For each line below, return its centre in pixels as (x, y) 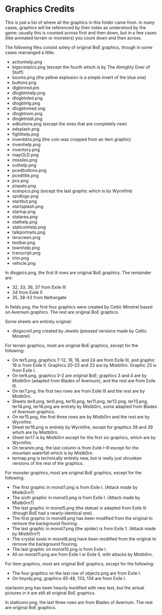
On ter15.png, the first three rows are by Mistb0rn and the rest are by (81, 417)
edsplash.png (26, 129)
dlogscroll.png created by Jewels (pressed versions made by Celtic (79, 331)
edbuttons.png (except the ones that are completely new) (69, 124)
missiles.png (25, 160)
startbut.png (24, 201)
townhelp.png (26, 248)
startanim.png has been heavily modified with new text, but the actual (75, 588)
